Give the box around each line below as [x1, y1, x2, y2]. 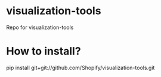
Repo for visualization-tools [6, 24, 74, 31]
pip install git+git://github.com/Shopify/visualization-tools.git [6, 64, 155, 71]
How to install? [6, 44, 82, 58]
